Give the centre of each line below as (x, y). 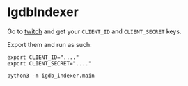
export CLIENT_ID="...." (43, 57)
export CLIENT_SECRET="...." (49, 63)
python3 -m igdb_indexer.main (51, 76)
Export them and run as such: (49, 44)
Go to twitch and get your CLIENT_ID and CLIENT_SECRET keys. (94, 31)
